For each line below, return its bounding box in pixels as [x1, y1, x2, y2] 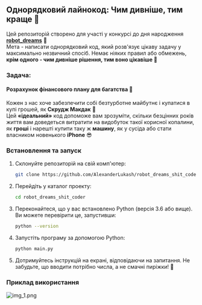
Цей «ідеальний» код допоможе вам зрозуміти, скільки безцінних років [6, 112, 194, 119]
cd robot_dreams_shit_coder [14, 194, 86, 201]
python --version [14, 223, 59, 229]
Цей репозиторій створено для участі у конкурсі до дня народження [6, 30, 184, 37]
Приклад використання [6, 278, 80, 286]
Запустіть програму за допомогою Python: [14, 234, 125, 241]
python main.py [14, 245, 54, 252]
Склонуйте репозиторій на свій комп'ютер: [14, 160, 127, 168]
